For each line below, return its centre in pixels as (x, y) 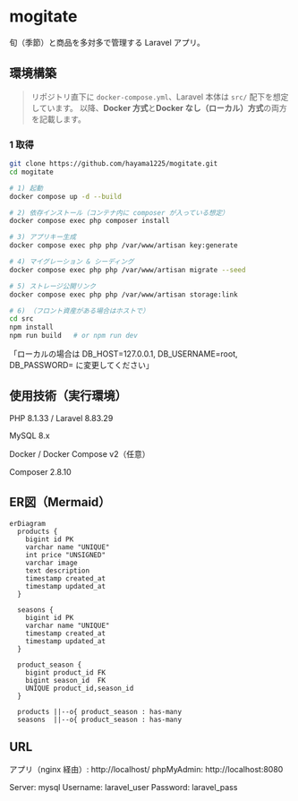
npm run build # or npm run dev (74, 336)
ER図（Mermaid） (60, 502)
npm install (31, 327)
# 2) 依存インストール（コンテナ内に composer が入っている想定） (119, 212)
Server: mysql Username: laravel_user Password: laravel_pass (123, 788)
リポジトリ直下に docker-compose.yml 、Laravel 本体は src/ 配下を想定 (160, 97)
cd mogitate (31, 172)
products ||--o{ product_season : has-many (99, 711)
